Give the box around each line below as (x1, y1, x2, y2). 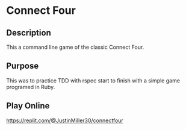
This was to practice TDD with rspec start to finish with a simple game (6, 76, 181, 84)
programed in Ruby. (6, 83, 55, 90)
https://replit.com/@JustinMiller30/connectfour (6, 117, 123, 124)
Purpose (6, 61, 39, 71)
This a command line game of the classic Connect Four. (6, 43, 144, 51)
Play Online (6, 101, 50, 111)
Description (6, 28, 51, 38)
